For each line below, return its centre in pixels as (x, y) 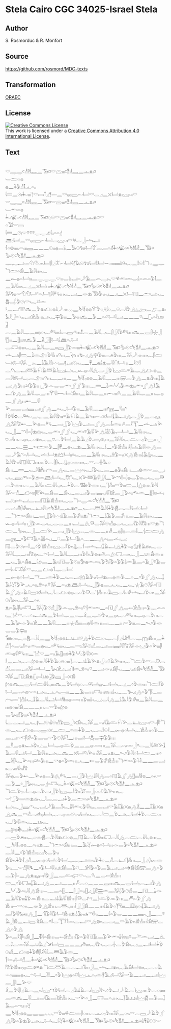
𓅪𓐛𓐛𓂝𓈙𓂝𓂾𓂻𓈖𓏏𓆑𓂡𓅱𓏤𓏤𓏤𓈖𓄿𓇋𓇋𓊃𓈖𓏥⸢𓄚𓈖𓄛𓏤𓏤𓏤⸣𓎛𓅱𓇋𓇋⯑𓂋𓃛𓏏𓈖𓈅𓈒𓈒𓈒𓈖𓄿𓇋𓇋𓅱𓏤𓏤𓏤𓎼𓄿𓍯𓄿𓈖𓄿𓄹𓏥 (66, 409)
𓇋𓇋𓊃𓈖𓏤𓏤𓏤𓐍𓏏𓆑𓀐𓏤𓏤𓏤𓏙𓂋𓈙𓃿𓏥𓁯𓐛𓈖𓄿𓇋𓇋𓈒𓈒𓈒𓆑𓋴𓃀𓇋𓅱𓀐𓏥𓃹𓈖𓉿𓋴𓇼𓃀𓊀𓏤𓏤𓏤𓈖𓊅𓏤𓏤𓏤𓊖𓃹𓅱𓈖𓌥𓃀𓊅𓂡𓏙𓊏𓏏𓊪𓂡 (85, 317)
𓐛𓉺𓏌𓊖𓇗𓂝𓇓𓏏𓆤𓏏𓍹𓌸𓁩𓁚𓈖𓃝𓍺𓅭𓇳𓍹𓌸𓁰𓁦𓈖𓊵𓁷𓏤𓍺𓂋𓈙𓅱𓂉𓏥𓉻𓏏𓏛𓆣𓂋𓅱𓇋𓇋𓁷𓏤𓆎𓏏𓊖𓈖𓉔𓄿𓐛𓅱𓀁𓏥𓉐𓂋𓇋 (56, 830)
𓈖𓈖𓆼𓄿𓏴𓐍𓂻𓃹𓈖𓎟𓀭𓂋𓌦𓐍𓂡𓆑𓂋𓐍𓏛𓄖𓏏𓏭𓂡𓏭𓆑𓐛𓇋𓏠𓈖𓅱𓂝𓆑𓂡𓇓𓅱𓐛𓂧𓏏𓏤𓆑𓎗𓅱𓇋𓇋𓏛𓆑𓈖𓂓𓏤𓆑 (84, 807)
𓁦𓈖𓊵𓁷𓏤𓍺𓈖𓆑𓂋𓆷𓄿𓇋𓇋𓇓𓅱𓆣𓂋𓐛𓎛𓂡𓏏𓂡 (62, 500)
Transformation (31, 85)
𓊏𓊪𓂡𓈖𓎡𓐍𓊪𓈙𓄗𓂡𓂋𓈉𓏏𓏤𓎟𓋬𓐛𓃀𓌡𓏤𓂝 (53, 240)
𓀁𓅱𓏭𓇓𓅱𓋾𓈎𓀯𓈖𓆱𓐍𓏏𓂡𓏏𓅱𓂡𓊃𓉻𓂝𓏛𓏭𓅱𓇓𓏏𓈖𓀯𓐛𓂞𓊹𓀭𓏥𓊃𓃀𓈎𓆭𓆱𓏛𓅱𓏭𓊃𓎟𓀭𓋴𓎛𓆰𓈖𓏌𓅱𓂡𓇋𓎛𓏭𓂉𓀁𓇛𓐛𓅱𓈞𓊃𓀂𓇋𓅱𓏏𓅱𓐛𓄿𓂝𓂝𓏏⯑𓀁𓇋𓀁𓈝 (84, 860)
